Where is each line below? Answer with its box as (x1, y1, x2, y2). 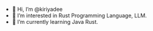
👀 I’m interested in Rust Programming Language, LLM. (12, 12, 147, 19)
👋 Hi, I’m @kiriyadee (12, 6, 63, 13)
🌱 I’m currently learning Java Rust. (12, 18, 98, 25)
